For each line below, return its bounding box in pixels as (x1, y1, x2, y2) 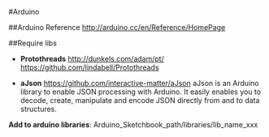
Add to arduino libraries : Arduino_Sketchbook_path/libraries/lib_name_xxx (8, 120, 258, 129)
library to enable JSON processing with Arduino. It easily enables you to (20, 87, 262, 96)
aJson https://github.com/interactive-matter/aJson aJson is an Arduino (20, 79, 259, 88)
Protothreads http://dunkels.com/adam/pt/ (20, 54, 164, 63)
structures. (20, 105, 57, 113)
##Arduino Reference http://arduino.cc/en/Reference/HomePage (8, 23, 226, 32)
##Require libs (8, 38, 57, 48)
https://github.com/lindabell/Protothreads (20, 62, 160, 72)
